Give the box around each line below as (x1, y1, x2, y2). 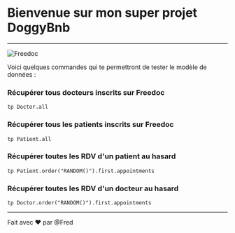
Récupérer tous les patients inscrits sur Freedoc (7, 120, 174, 130)
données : (7, 70, 36, 78)
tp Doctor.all (7, 103, 49, 111)
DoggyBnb (7, 20, 71, 36)
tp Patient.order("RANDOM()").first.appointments (7, 167, 155, 174)
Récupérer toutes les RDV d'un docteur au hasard (7, 183, 179, 193)
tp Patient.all (7, 135, 52, 142)
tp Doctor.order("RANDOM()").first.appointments (7, 200, 152, 206)
